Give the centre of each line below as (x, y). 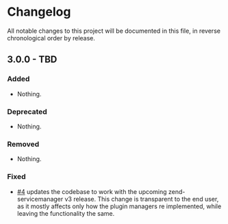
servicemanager (40, 199)
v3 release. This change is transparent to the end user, (142, 199)
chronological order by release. (51, 38)
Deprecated (27, 111)
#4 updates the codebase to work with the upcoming (92, 191)
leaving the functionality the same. (66, 213)
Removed (23, 144)
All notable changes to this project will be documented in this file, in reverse (114, 31)
